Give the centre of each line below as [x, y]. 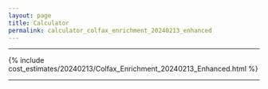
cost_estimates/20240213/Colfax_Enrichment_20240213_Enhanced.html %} [134, 69]
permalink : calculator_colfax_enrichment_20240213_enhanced [110, 30]
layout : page [30, 15]
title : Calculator [39, 23]
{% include [26, 60]
